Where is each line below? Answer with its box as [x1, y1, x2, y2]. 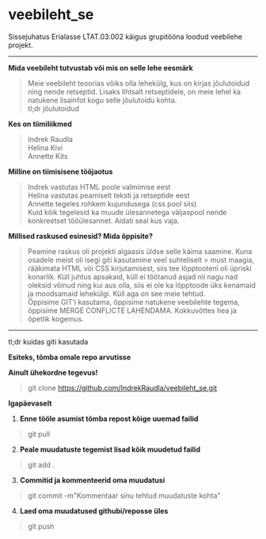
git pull [27, 429, 50, 438]
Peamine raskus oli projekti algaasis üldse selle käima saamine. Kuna [27, 246, 253, 256]
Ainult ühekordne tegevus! [8, 368, 98, 377]
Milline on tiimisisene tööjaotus [8, 167, 113, 176]
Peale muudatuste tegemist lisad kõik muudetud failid [19, 445, 200, 454]
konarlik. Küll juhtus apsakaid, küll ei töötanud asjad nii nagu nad [27, 271, 238, 281]
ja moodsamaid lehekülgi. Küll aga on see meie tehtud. [27, 288, 206, 298]
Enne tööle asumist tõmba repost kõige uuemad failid [19, 414, 199, 423]
